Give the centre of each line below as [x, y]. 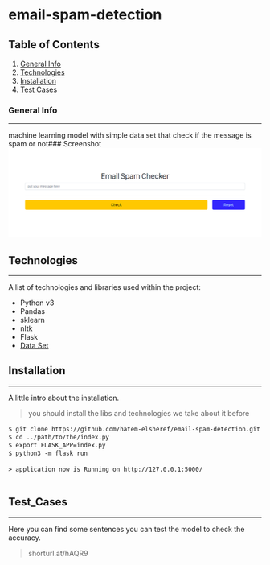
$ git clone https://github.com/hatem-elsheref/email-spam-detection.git [135, 429]
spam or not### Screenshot [55, 144]
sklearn [33, 320]
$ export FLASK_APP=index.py [57, 445]
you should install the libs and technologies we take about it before [139, 413]
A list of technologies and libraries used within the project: [104, 287]
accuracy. [25, 538]
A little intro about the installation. [64, 398]
